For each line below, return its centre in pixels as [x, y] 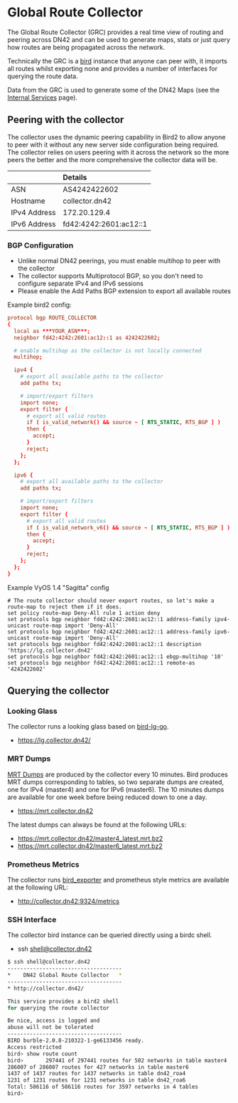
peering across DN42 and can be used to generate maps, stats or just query [119, 39]
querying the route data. [43, 76]
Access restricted [34, 1047]
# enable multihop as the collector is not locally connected [108, 350]
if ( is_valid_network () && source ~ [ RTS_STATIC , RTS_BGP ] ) [123, 423]
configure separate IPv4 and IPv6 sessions [80, 284]
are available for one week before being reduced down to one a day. [107, 797]
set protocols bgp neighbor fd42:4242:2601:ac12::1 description [104, 644]
